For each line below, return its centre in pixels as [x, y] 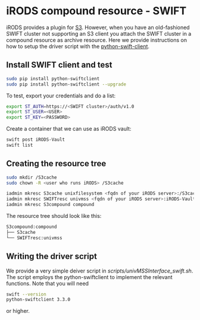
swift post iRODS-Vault [36, 140]
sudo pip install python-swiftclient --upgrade [66, 84]
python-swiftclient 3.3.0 [38, 300]
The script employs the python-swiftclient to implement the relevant [89, 277]
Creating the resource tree [56, 164]
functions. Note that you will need [48, 283]
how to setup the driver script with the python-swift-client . [78, 46]
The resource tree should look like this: [54, 216]
